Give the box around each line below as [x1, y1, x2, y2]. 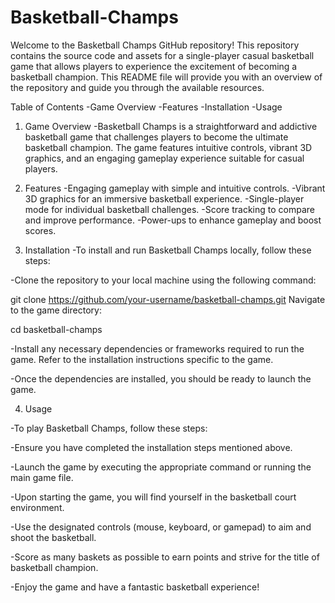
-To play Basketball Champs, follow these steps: [10, 422, 208, 434]
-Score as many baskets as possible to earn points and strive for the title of [10, 551, 320, 563]
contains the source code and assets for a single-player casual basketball [10, 49, 315, 61]
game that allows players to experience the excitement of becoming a [10, 60, 298, 72]
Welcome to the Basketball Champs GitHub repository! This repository [10, 39, 300, 51]
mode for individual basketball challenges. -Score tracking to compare [24, 203, 315, 215]
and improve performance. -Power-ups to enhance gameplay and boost [24, 214, 322, 226]
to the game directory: [10, 304, 102, 316]
